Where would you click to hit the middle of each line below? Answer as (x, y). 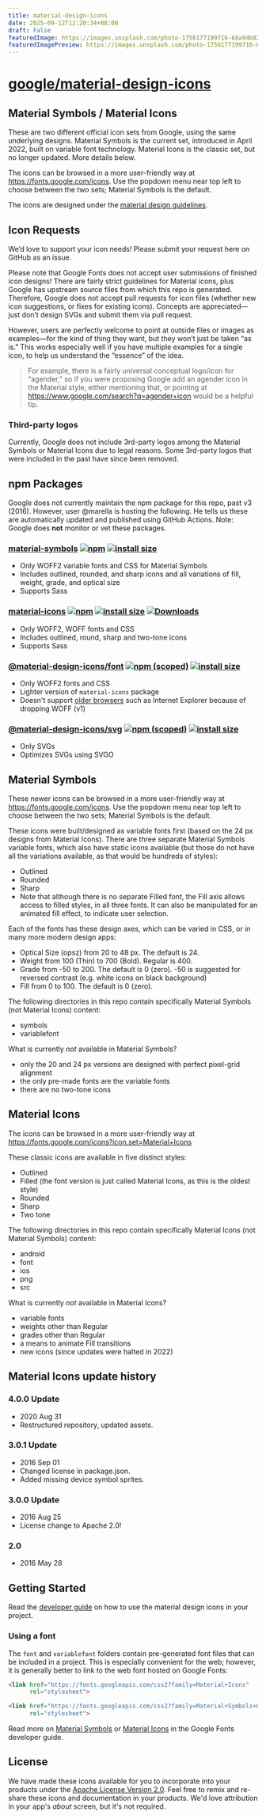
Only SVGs (37, 746)
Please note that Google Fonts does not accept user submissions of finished (133, 272)
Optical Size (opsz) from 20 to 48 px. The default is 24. (109, 953)
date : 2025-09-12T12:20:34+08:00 (63, 23)
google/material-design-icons (110, 84)
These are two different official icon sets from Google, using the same (122, 132)
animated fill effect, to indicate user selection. (94, 913)
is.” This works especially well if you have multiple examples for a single (125, 347)
